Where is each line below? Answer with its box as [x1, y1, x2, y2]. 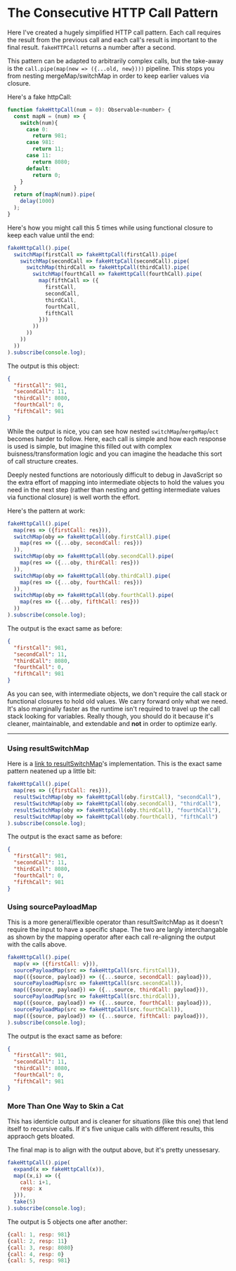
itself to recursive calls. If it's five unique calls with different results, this [7, 1124, 214, 1133]
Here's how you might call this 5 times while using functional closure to [7, 223, 213, 232]
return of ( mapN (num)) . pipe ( [13, 191, 96, 198]
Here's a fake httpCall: [7, 93, 72, 101]
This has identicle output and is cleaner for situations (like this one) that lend [7, 1117, 228, 1125]
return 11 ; [32, 145, 65, 152]
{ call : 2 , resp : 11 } [7, 1237, 68, 1244]
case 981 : [25, 139, 55, 146]
